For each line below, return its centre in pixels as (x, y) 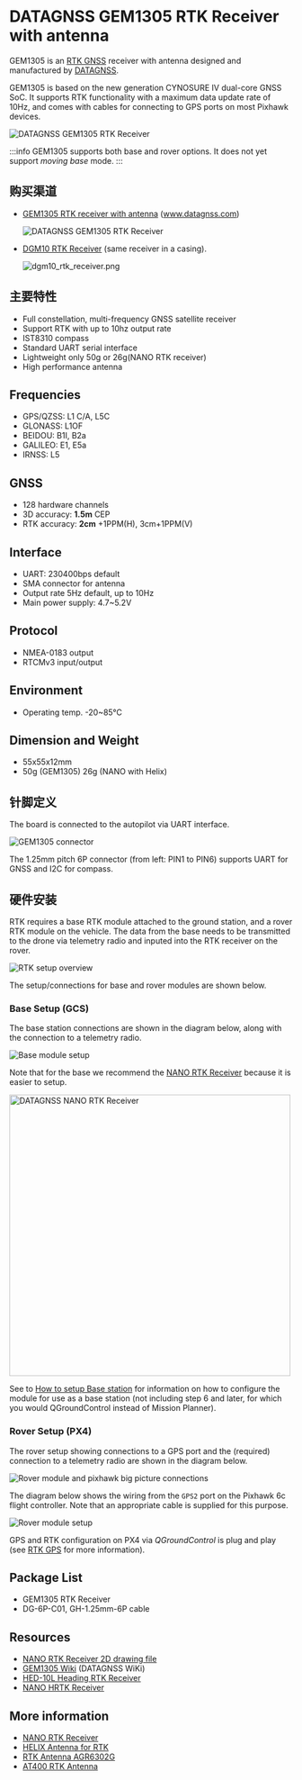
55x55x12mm (47, 762)
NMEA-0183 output (58, 652)
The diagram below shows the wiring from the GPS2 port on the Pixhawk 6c (147, 1495)
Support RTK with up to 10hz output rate (97, 328)
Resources (40, 1637)
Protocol (34, 631)
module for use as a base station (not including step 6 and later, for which (146, 1398)
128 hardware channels (66, 505)
